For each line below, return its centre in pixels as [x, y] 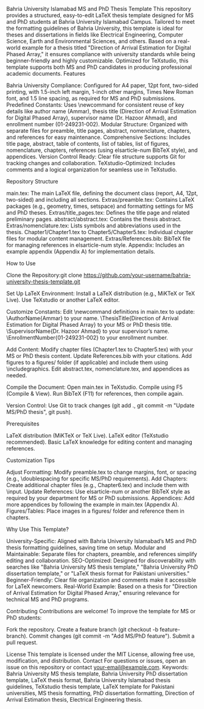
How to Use [21, 263]
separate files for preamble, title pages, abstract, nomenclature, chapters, [99, 131]
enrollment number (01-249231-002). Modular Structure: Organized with [97, 124]
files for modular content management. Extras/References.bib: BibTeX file [98, 238]
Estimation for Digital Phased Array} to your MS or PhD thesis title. [89, 325]
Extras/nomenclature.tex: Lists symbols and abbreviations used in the [93, 226]
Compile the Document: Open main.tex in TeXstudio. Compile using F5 [94, 387]
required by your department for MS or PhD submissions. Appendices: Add [100, 498]
